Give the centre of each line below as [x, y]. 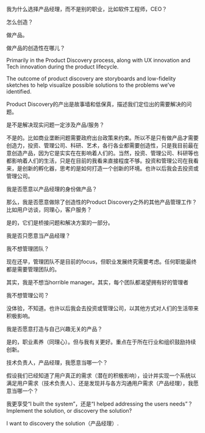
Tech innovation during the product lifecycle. [63, 67]
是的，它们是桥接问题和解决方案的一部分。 [60, 223]
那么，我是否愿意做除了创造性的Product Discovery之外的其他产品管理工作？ [102, 202]
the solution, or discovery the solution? [83, 411]
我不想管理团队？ [28, 249]
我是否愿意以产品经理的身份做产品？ [52, 189]
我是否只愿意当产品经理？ [38, 235]
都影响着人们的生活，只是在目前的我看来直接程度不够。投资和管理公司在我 [100, 161]
